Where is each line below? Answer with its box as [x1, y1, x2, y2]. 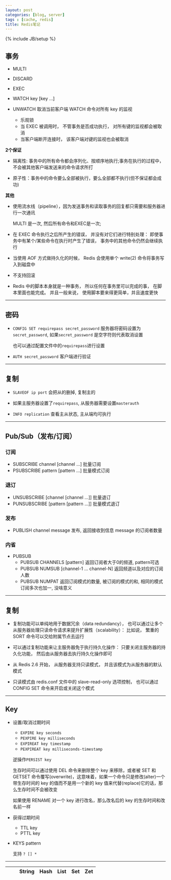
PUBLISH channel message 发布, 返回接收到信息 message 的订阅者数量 [12, 527, 162, 533]
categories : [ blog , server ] [5, 12, 65, 17]
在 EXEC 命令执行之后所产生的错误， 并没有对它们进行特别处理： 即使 [12, 231, 159, 238]
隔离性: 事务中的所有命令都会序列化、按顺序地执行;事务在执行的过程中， [12, 158, 164, 164]
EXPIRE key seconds [20, 730, 62, 735]
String [19, 868, 35, 875]
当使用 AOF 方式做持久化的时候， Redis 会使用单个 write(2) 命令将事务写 [12, 255, 164, 261]
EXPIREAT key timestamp [20, 741, 71, 747]
